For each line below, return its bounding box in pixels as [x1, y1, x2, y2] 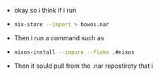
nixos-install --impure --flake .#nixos [13, 49, 135, 56]
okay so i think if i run [13, 6, 77, 14]
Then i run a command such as [13, 33, 104, 42]
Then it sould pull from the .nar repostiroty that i [13, 61, 154, 70]
